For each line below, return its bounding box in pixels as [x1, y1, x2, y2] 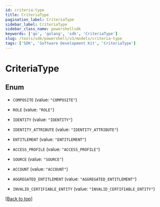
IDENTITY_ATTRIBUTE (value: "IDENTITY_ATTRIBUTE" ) [12, 126, 119, 132]
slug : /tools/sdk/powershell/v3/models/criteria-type [5, 36, 123, 41]
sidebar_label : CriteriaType [5, 21, 67, 27]
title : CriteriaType [5, 12, 50, 17]
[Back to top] [5, 195, 33, 202]
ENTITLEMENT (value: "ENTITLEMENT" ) [12, 136, 87, 142]
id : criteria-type [5, 7, 44, 13]
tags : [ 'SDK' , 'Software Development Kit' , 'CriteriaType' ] [5, 41, 136, 46]
